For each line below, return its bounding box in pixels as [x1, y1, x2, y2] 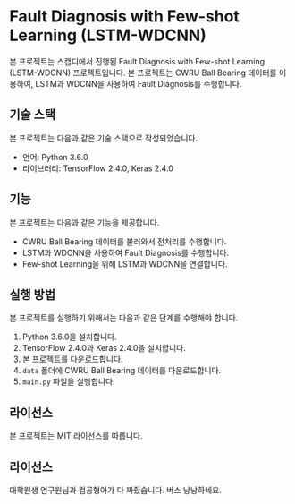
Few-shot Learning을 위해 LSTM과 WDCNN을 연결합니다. [21, 258, 228, 269]
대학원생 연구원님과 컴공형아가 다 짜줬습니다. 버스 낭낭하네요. [9, 485, 222, 495]
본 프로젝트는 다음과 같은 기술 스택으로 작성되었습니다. [9, 132, 198, 143]
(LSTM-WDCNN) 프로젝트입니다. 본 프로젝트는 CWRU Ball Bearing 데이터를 [9, 67, 277, 78]
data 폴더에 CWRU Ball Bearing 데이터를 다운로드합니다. [21, 365, 222, 376]
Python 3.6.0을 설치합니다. [21, 331, 118, 342]
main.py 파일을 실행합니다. [21, 376, 115, 387]
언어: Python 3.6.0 [21, 151, 88, 162]
